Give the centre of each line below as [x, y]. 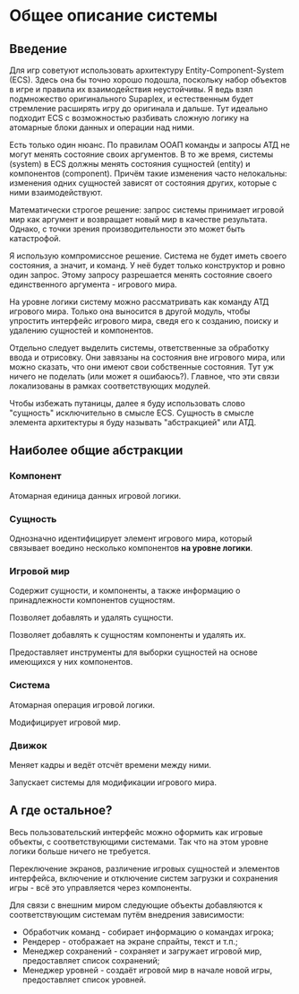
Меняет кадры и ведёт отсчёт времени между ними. [111, 764]
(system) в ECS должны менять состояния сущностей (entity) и [130, 164]
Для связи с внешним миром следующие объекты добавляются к [136, 905]
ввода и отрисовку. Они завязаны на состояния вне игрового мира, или [147, 357]
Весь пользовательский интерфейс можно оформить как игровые [136, 832]
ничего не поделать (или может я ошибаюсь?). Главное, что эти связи [145, 376]
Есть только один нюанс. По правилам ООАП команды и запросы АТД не [150, 145]
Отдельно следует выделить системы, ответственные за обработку [140, 348]
